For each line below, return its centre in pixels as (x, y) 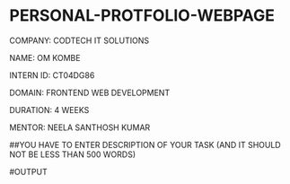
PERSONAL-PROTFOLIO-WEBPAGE (142, 16)
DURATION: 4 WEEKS (49, 110)
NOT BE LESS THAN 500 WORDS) (73, 154)
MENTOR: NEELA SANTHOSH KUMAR (80, 127)
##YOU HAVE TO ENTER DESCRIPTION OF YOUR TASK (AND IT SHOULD (145, 145)
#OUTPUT (28, 171)
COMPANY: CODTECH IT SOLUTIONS (79, 40)
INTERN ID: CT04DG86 (52, 75)
